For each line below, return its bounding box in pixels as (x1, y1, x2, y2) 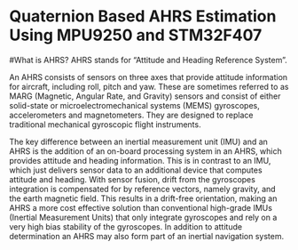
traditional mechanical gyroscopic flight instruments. (9, 118, 201, 130)
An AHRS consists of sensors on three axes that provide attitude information (9, 71, 288, 82)
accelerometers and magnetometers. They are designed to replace (9, 109, 254, 120)
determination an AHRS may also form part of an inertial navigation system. (9, 230, 285, 241)
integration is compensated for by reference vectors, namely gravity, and (9, 183, 277, 194)
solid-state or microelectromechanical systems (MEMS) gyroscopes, (9, 100, 260, 110)
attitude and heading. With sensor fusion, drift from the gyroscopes (9, 173, 255, 184)
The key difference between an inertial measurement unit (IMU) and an (9, 136, 269, 147)
